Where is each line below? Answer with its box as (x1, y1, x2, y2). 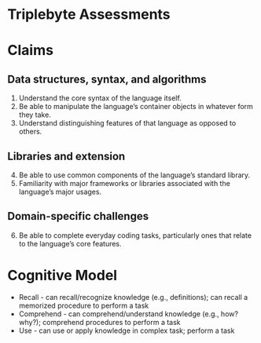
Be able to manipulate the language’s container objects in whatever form (18, 102, 253, 111)
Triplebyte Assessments (7, 5, 171, 24)
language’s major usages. (18, 187, 102, 196)
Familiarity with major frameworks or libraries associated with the (18, 179, 231, 188)
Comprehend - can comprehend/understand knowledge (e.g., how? (18, 308, 239, 319)
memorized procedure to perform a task (18, 301, 149, 310)
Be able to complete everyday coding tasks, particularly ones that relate (18, 230, 252, 240)
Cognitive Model (7, 267, 118, 284)
